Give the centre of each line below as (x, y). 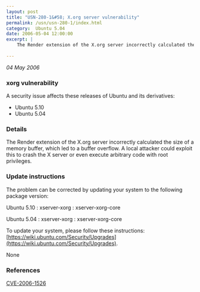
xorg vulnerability (32, 83)
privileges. (19, 161)
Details (17, 129)
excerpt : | (20, 39)
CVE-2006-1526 (26, 283)
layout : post (22, 12)
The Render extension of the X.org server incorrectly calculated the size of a (100, 142)
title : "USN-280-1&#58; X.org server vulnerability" (73, 17)
